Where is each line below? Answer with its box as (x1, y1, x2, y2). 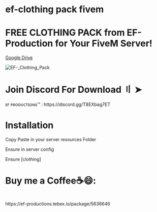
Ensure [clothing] (5, 156, 42, 162)
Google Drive (5, 55, 33, 61)
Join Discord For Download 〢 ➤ (5, 84, 142, 95)
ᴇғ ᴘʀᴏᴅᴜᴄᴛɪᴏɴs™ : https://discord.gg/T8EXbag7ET (5, 101, 111, 108)
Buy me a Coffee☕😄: (5, 175, 97, 187)
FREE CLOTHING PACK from (5, 27, 125, 39)
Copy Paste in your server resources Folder (5, 137, 97, 142)
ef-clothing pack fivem (5, 4, 104, 15)
